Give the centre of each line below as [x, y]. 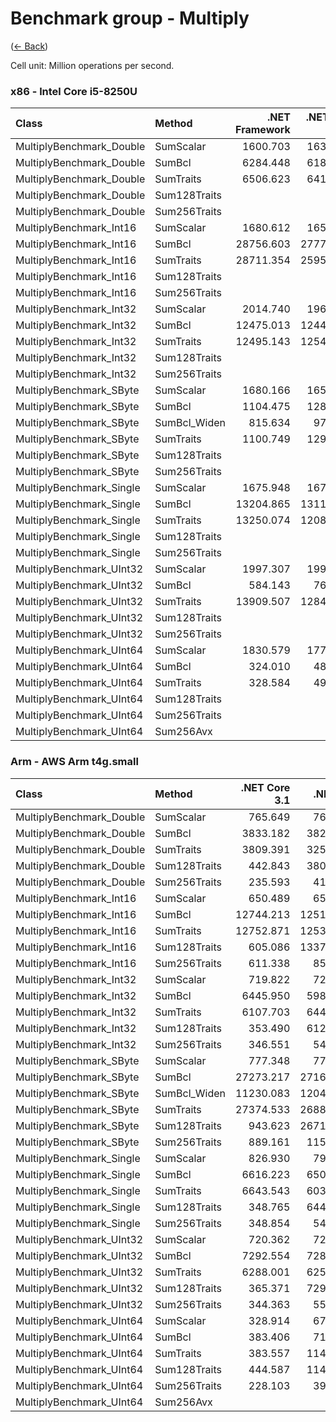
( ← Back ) [29, 46]
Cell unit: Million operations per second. [92, 65]
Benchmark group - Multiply [130, 18]
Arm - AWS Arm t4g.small [74, 762]
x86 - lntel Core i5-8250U [74, 91]
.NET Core [265, 787]
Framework [263, 130]
